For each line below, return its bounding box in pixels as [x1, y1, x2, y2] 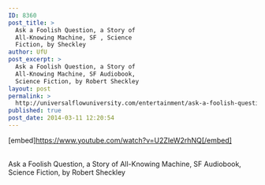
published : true [8, 107, 62, 115]
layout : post [8, 84, 51, 93]
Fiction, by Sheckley [15, 41, 87, 49]
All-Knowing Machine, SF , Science [15, 33, 132, 42]
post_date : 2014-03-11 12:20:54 [8, 114, 114, 122]
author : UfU [8, 48, 47, 56]
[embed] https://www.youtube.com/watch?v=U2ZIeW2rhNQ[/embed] [8, 135, 233, 145]
